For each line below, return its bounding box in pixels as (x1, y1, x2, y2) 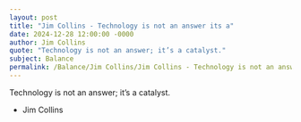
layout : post (9, 12, 58, 22)
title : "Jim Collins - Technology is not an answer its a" (9, 21, 235, 30)
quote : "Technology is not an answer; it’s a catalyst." (9, 46, 227, 55)
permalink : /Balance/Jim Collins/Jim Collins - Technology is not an (9, 63, 275, 72)
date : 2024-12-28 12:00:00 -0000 (9, 29, 134, 38)
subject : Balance (9, 54, 74, 63)
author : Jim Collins (9, 37, 87, 47)
